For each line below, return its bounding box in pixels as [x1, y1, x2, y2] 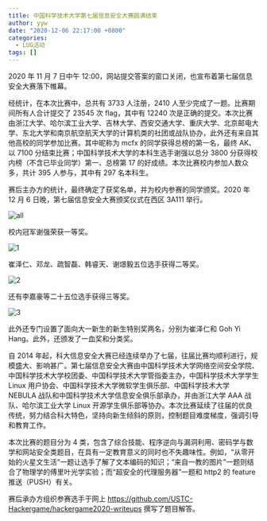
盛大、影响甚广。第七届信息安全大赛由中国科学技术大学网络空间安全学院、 [14, 361, 259, 370]
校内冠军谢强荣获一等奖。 [8, 227, 92, 236]
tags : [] [8, 49, 37, 56]
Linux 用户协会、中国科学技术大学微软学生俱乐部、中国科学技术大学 [8, 381, 230, 390]
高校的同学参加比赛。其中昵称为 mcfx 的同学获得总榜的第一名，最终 [14, 138, 238, 147]
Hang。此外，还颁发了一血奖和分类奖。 [8, 334, 137, 343]
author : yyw [8, 19, 48, 27]
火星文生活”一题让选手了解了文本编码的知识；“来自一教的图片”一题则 [21, 457, 248, 466]
